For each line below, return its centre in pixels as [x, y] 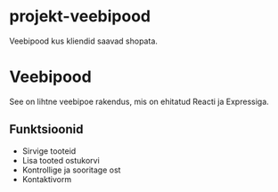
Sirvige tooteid [49, 151]
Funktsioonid [46, 129]
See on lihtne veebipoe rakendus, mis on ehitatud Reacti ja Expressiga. [139, 101]
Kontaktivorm [47, 179]
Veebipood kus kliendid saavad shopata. [84, 41]
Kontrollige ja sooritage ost [71, 170]
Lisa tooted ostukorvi [61, 160]
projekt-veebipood [80, 16]
